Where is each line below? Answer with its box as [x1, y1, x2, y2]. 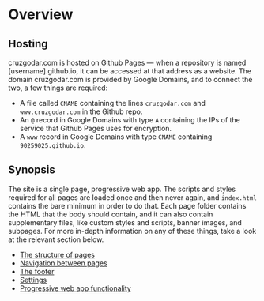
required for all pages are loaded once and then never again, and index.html [8, 192, 257, 202]
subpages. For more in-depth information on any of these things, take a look [8, 226, 257, 235]
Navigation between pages [19, 258, 108, 268]
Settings [19, 275, 47, 284]
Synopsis [8, 164, 55, 177]
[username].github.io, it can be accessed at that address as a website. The [8, 66, 251, 76]
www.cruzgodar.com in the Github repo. [19, 107, 143, 116]
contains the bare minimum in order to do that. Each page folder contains [8, 201, 247, 210]
